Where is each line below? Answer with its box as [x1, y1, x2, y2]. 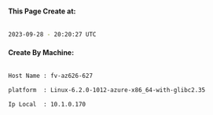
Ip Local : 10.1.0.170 [8, 101, 86, 109]
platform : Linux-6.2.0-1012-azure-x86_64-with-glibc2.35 [8, 87, 206, 95]
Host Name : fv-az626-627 [8, 72, 93, 80]
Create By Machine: [8, 47, 75, 57]
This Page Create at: [8, 6, 76, 16]
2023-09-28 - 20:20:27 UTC [8, 31, 97, 39]
